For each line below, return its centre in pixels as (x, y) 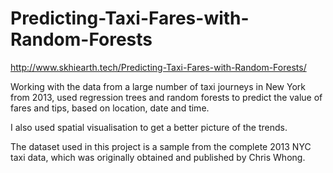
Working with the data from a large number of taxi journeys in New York (158, 86)
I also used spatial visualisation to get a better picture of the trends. (149, 127)
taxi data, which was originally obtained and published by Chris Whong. (158, 157)
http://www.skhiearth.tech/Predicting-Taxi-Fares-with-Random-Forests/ (158, 67)
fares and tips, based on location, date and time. (110, 108)
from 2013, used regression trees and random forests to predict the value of (166, 97)
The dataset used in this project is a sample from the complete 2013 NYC (161, 146)
